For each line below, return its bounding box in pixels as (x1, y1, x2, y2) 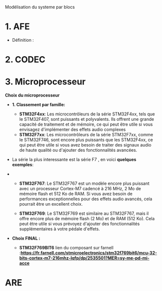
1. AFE (5, 21, 30, 32)
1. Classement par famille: (12, 102, 65, 108)
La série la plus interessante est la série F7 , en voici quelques (12, 157, 136, 162)
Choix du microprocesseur (5, 92, 60, 98)
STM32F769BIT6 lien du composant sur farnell (19, 245, 114, 251)
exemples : (12, 162, 34, 168)
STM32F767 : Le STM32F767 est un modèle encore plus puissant (19, 180, 150, 186)
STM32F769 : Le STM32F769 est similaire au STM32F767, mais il (19, 210, 149, 216)
